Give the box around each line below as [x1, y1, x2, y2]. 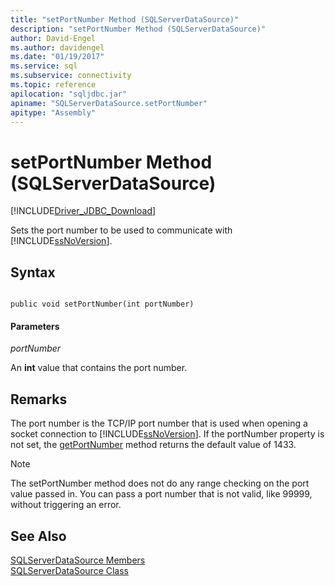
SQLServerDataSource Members [10, 554, 146, 566]
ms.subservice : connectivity [10, 71, 132, 81]
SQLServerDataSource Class [10, 564, 130, 576]
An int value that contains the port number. [10, 362, 188, 374]
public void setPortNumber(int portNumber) [10, 299, 195, 310]
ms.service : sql [10, 61, 78, 71]
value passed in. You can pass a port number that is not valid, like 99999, [10, 488, 313, 500]
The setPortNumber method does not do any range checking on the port [10, 477, 310, 490]
